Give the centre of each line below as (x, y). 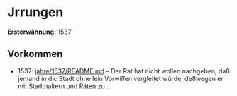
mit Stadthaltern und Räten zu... (64, 86)
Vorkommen (35, 54)
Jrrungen (35, 12)
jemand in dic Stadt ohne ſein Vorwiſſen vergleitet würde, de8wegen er (120, 78)
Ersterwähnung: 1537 (40, 32)
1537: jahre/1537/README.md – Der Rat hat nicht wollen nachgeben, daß (124, 71)
